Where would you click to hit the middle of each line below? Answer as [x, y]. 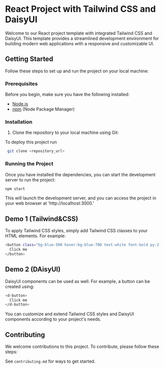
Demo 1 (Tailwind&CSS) [42, 219]
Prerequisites [21, 84]
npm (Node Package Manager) [43, 109]
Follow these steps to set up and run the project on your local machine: [77, 71]
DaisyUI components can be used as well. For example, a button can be [78, 281]
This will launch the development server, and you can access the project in [81, 198]
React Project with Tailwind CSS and [81, 9]
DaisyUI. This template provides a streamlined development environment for [82, 38]
